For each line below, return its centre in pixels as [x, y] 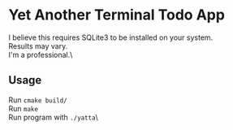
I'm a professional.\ [41, 54]
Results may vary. [38, 45]
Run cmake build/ [38, 100]
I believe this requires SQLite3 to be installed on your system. [111, 37]
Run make [24, 108]
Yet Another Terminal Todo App [117, 15]
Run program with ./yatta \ [54, 117]
